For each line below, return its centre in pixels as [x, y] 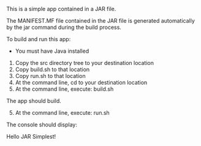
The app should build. [34, 101]
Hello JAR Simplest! [31, 136]
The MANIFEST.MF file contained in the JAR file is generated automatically [100, 21]
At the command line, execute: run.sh [63, 113]
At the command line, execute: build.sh [64, 89]
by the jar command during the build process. [64, 27]
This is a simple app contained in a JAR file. [61, 9]
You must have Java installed [52, 51]
